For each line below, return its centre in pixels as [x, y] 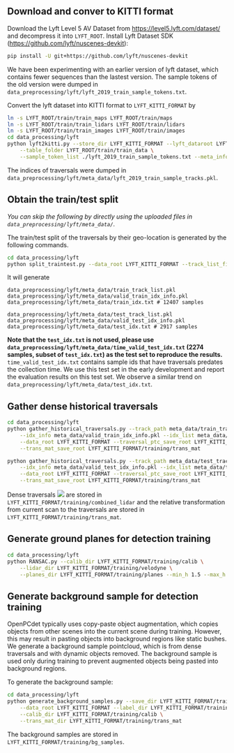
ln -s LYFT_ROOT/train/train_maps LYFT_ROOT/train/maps [90, 118]
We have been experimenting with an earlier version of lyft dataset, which [113, 69]
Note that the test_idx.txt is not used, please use [81, 340]
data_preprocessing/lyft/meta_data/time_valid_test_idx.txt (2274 [106, 347]
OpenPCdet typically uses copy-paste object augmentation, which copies [113, 624]
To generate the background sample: [60, 682]
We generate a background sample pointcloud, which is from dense [104, 646]
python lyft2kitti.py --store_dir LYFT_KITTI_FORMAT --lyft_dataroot [110, 144]
